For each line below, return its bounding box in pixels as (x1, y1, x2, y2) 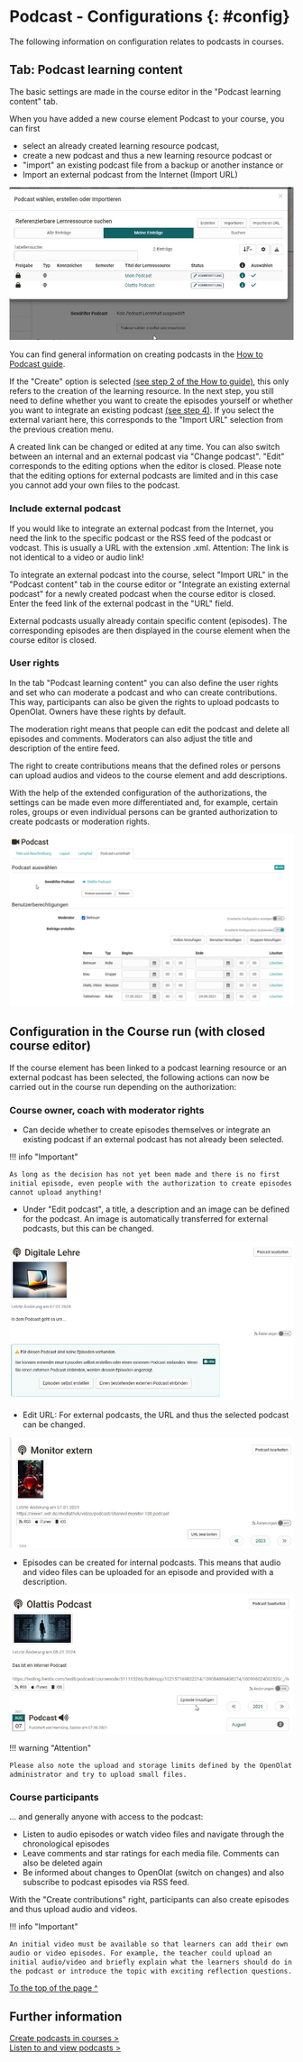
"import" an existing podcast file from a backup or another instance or (22, 160, 284, 170)
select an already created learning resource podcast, (22, 140, 220, 151)
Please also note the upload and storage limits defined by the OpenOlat (9, 1761, 293, 1771)
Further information (9, 2009, 123, 2024)
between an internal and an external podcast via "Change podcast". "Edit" (9, 451, 285, 462)
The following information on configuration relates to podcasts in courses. (9, 36, 284, 47)
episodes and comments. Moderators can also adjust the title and (9, 733, 253, 744)
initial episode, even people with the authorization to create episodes (9, 1179, 293, 1188)
